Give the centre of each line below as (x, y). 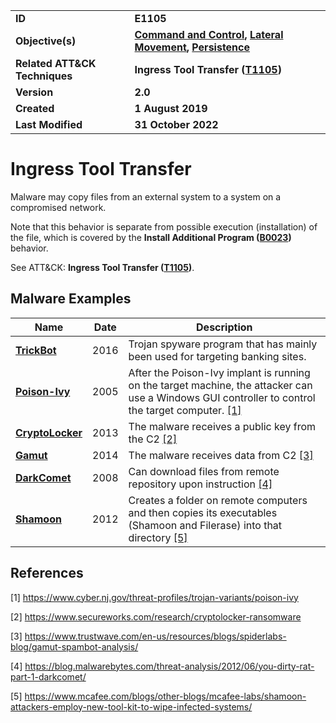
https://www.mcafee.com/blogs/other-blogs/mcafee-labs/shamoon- (165, 696)
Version (34, 92)
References (47, 573)
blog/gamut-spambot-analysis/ (74, 646)
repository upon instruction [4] (200, 484)
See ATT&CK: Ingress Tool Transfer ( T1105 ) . (102, 267)
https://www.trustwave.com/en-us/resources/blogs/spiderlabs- (155, 636)
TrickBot (36, 350)
